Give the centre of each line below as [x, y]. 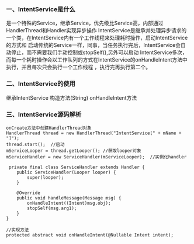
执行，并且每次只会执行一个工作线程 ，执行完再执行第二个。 [78, 67]
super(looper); [46, 177]
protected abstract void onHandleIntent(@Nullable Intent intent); [90, 235]
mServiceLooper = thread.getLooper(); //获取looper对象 [74, 151]
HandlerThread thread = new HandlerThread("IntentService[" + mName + [94, 133]
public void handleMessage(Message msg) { [69, 198]
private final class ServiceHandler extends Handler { [77, 167]
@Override [29, 193]
